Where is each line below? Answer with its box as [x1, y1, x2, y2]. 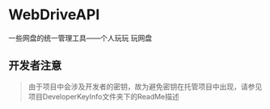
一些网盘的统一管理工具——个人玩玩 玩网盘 [8, 33, 152, 42]
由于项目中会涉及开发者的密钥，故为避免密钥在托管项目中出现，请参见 [27, 82, 263, 91]
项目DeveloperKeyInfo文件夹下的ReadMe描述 [27, 91, 179, 101]
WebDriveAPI [8, 6, 100, 24]
